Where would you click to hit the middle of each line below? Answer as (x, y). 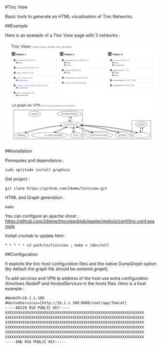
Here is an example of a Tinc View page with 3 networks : (63, 35)
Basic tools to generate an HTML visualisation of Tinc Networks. (69, 16)
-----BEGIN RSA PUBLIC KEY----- (38, 308)
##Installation (19, 151)
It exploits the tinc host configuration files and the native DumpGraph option (81, 264)
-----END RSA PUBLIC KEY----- (36, 342)
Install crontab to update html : (36, 236)
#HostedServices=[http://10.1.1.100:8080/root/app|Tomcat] (66, 303)
